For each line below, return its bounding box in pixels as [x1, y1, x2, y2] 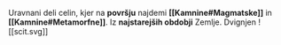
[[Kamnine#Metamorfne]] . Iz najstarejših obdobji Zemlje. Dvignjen [8, 17, 256, 27]
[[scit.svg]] [8, 26, 49, 36]
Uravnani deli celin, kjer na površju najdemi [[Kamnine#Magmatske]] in [8, 8, 272, 18]
